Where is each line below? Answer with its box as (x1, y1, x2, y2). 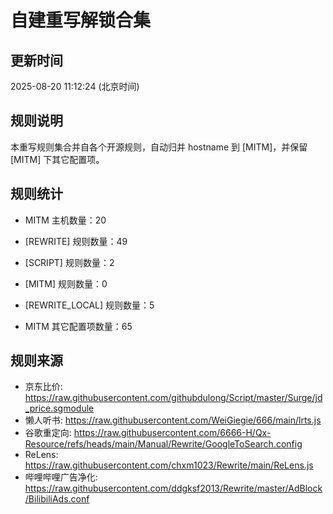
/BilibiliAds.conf (24, 493, 90, 505)
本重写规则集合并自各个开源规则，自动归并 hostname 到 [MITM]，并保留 (10, 141, 308, 153)
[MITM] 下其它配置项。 (10, 153, 105, 165)
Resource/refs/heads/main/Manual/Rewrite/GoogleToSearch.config (24, 438, 303, 450)
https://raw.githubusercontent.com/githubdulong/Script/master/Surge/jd (24, 392, 323, 404)
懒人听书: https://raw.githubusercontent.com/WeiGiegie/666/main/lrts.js (24, 414, 322, 426)
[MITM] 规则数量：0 (24, 277, 108, 290)
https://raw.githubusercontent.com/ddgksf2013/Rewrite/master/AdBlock (24, 482, 323, 495)
